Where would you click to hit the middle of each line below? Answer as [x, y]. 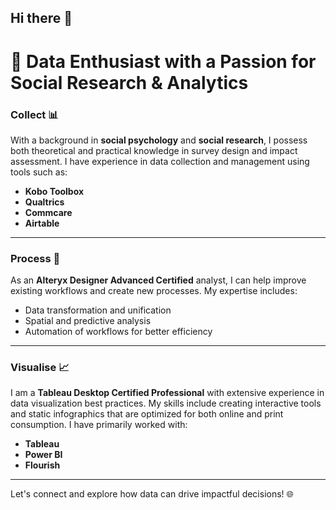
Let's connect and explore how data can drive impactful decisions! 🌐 [152, 494]
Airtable [42, 223]
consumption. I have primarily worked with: [99, 425]
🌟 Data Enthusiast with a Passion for [163, 61]
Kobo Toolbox [54, 191]
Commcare [48, 212]
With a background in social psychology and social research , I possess [159, 140]
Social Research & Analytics [129, 82]
